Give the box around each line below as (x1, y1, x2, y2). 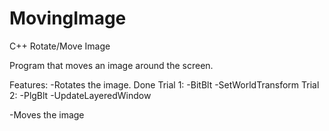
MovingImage (9, 7, 127, 30)
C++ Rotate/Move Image (9, 40, 111, 52)
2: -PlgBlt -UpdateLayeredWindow (9, 89, 152, 101)
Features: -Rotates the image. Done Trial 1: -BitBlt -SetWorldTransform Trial (9, 78, 320, 91)
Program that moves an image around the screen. (9, 59, 214, 71)
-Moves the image (9, 108, 85, 121)
